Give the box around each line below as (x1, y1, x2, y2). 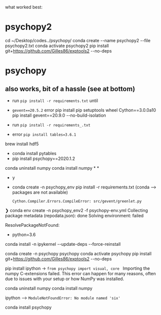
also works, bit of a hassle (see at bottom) (5, 84, 136, 93)
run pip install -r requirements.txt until (12, 98, 98, 104)
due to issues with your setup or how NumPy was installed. (5, 276, 124, 282)
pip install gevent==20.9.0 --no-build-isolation (12, 112, 106, 118)
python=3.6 (12, 232, 36, 237)
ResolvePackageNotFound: (5, 222, 60, 228)
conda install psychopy (5, 304, 52, 310)
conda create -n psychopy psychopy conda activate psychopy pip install (5, 250, 152, 257)
